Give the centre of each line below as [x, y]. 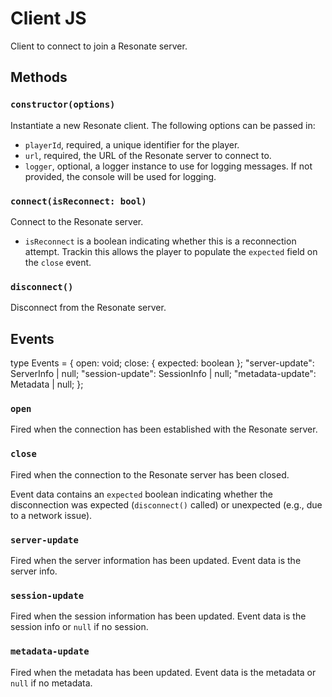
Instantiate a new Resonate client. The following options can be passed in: [163, 125]
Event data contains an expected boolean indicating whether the [141, 494]
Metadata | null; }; [47, 384]
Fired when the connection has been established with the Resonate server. [164, 429]
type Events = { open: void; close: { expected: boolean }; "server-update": [162, 363]
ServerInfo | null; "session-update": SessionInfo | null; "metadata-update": [163, 374]
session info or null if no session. [79, 627]
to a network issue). [51, 515]
